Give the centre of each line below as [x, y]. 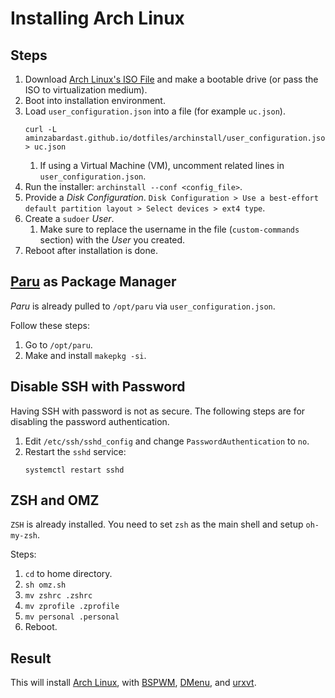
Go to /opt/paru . [58, 344]
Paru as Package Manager [93, 282]
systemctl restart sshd [74, 470]
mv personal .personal [72, 617]
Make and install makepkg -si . [85, 355]
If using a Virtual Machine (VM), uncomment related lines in [162, 165]
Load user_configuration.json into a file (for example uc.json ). [155, 111]
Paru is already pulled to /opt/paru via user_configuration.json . [143, 306]
